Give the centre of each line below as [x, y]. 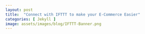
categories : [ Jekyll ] [31, 19]
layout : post [19, 10]
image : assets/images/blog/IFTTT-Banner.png [53, 24]
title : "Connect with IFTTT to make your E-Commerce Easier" [73, 14]
